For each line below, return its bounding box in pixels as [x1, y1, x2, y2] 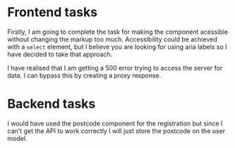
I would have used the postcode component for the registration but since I [7, 119, 223, 128]
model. [7, 134, 28, 142]
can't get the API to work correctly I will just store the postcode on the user [7, 126, 226, 135]
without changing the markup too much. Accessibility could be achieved [7, 35, 217, 43]
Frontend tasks [7, 4, 97, 20]
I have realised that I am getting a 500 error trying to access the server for [7, 63, 223, 72]
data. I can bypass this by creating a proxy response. [7, 71, 162, 80]
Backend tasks [7, 96, 96, 112]
